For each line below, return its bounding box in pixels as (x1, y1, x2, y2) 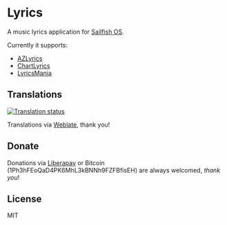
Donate (7, 140, 39, 152)
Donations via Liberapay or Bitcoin (7, 158, 105, 167)
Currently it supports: (7, 41, 68, 49)
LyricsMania (17, 69, 52, 77)
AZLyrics (17, 54, 43, 63)
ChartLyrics (17, 61, 50, 69)
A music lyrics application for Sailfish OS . (7, 28, 124, 36)
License (7, 193, 42, 204)
